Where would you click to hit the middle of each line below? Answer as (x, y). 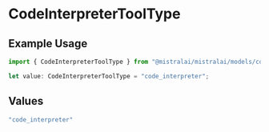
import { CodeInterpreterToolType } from (78, 62)
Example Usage (48, 44)
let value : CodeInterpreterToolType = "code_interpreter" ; (109, 76)
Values (26, 101)
